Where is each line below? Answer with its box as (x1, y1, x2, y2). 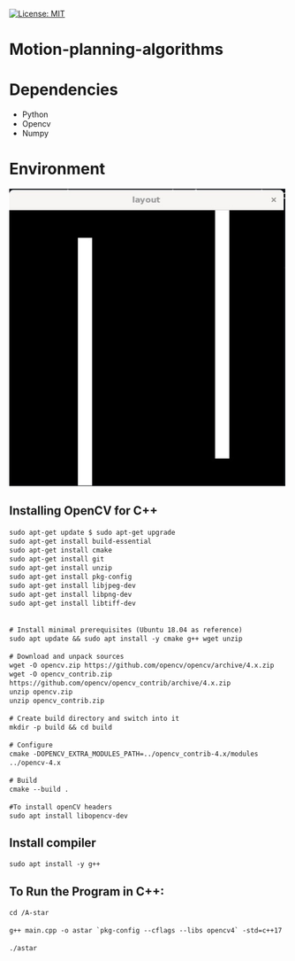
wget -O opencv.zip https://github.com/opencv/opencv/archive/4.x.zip (9, 661, 275, 670)
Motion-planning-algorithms (9, 40, 223, 59)
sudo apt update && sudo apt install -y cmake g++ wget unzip (9, 634, 243, 643)
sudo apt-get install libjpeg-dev (9, 581, 137, 590)
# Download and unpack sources (9, 652, 125, 661)
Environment (9, 159, 106, 179)
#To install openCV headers (9, 802, 113, 811)
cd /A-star (9, 909, 49, 918)
